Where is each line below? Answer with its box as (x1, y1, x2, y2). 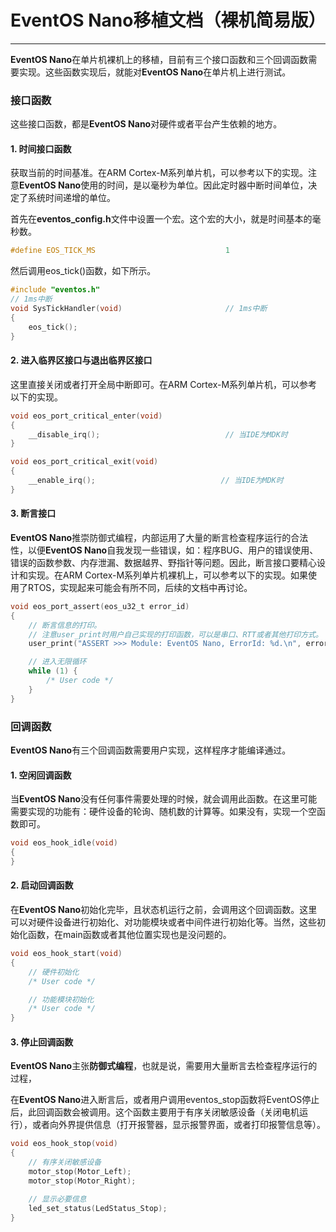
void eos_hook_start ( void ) (10, 949, 123, 959)
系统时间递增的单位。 (27, 192, 116, 204)
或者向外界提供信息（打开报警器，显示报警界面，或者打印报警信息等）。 (31, 1119, 326, 1131)
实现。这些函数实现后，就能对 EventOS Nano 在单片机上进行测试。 (18, 66, 292, 78)
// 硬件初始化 (28, 967, 80, 977)
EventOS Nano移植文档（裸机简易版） (10, 9, 327, 32)
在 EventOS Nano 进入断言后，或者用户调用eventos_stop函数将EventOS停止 (10, 1094, 320, 1106)
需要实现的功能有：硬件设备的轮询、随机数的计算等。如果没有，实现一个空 (10, 806, 317, 818)
